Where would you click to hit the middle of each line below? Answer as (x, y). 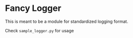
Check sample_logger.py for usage (39, 30)
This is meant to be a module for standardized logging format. (66, 21)
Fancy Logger (33, 8)
